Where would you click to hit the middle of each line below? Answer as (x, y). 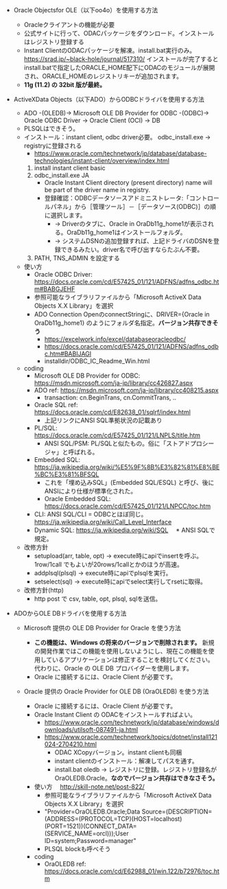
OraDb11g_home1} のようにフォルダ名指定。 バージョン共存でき (123, 323)
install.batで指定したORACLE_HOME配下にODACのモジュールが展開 (119, 68)
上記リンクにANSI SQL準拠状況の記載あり (103, 420)
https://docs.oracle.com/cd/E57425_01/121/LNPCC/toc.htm (128, 506)
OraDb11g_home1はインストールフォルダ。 (126, 232)
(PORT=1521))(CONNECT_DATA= (91, 826)
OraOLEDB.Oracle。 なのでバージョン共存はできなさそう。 (136, 778)
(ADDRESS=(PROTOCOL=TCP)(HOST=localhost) (113, 819)
